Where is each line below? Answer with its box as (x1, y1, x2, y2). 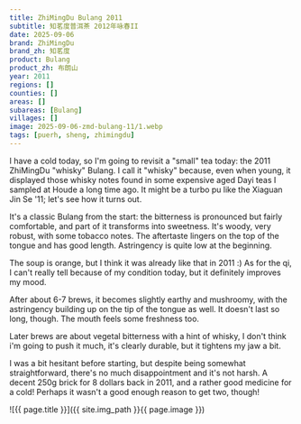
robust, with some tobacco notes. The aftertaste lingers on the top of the (9, 230, 279, 241)
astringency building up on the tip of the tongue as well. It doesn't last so (9, 303, 280, 314)
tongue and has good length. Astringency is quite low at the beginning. (9, 240, 272, 251)
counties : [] (9, 88, 59, 97)
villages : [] (9, 114, 59, 123)
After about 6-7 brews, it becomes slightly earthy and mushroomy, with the (9, 294, 288, 305)
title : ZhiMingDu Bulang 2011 (9, 13, 123, 23)
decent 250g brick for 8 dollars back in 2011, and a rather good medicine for (9, 376, 292, 388)
